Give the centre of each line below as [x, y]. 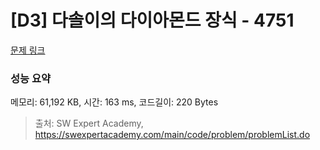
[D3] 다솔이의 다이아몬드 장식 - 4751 [152, 20]
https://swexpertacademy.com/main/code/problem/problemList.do [172, 135]
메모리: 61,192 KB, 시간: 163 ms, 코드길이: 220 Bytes [114, 102]
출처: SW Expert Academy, [89, 123]
